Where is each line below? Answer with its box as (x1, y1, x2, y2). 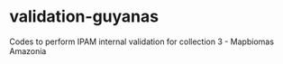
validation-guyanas (9, 6, 160, 27)
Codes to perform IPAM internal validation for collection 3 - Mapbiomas (9, 36, 275, 47)
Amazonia (9, 45, 47, 56)
